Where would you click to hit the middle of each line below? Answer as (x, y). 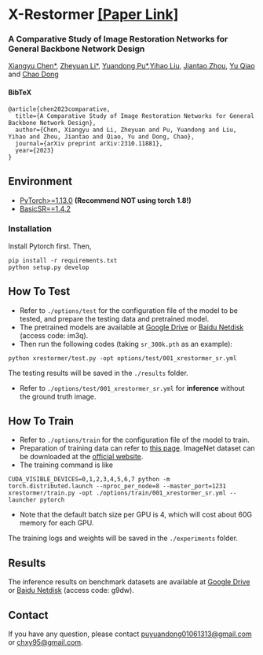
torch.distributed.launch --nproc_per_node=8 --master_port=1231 (117, 486)
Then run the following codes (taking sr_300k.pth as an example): (126, 344)
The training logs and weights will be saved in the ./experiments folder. (123, 538)
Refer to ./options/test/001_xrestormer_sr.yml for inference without (132, 388)
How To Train (41, 421)
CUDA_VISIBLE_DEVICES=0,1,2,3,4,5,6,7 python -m (89, 480)
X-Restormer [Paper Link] (93, 15)
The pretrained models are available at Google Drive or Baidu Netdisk (131, 327)
